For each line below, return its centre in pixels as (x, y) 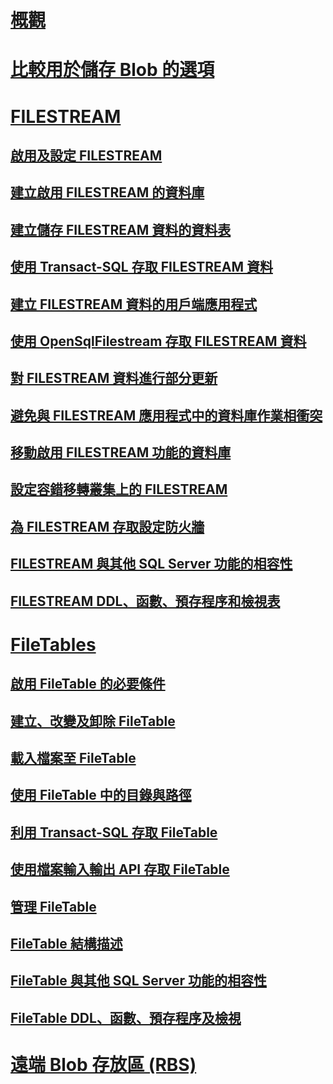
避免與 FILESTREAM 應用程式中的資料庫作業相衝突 (166, 415)
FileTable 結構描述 (66, 943)
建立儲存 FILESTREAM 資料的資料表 (121, 229)
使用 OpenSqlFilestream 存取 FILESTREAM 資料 (158, 341)
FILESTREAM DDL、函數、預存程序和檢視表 (145, 601)
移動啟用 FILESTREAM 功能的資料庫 (121, 452)
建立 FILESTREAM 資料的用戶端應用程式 (134, 304)
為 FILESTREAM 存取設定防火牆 (107, 526)
